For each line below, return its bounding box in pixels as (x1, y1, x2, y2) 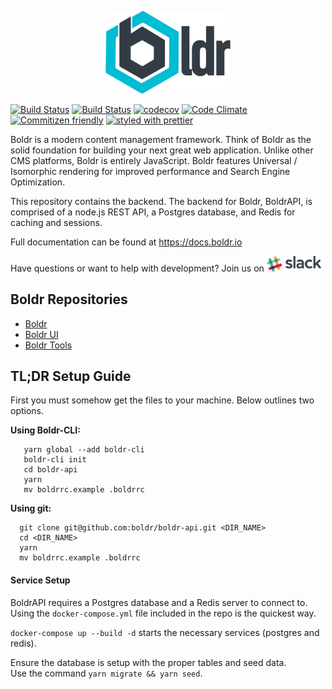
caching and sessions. (10, 216, 103, 228)
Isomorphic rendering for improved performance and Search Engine (10, 165, 291, 177)
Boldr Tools (24, 339, 73, 351)
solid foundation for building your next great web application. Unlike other (10, 144, 314, 156)
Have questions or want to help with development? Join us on (10, 262, 265, 274)
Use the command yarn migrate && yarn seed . (10, 667, 203, 679)
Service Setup (10, 574, 71, 586)
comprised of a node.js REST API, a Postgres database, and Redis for (10, 206, 296, 218)
